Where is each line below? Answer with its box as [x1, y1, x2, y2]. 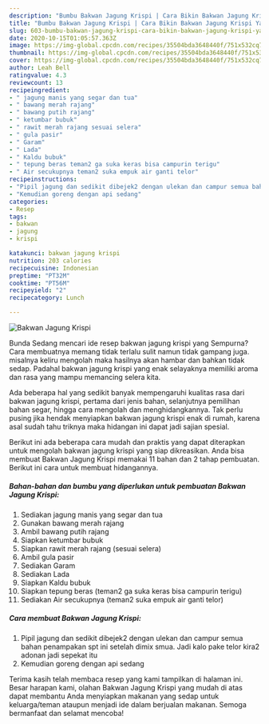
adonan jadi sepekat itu [20, 650, 98, 660]
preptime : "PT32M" [9, 271, 70, 280]
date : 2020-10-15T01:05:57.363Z [9, 34, 117, 42]
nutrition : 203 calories [9, 257, 92, 265]
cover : [9, 57, 31, 65]
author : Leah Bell [9, 64, 70, 72]
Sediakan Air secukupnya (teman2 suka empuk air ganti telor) [20, 594, 224, 604]
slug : [9, 26, 27, 34]
